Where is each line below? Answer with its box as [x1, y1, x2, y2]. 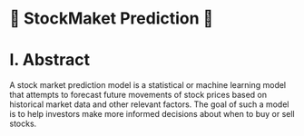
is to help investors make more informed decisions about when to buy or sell [9, 109, 295, 120]
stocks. [9, 118, 37, 130]
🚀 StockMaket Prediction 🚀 [9, 8, 214, 29]
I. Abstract [9, 50, 91, 71]
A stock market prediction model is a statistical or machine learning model [9, 80, 287, 91]
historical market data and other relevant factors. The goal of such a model [9, 99, 289, 110]
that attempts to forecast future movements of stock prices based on [9, 90, 268, 101]
